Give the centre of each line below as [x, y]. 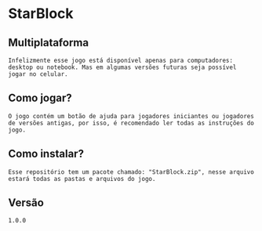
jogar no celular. [38, 74]
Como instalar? [46, 154]
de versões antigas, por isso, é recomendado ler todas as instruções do [131, 123]
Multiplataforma [48, 43]
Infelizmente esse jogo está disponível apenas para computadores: [121, 60]
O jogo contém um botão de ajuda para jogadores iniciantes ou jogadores [131, 116]
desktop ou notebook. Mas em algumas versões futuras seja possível [122, 67]
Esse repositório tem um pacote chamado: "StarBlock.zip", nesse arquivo [131, 172]
